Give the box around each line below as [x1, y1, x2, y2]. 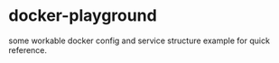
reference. [8, 44, 47, 55]
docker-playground [8, 5, 157, 26]
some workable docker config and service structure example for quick [8, 35, 270, 46]
